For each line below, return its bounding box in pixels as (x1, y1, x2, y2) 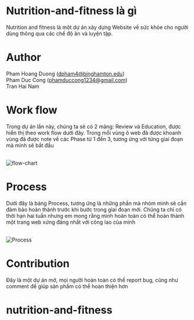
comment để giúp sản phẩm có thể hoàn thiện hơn (6, 282, 128, 290)
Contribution (6, 257, 70, 270)
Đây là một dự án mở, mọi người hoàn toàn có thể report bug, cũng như (6, 276, 178, 283)
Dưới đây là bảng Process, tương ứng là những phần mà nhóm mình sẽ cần (6, 200, 187, 207)
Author (6, 51, 41, 64)
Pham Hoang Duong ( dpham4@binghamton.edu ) (6, 70, 125, 77)
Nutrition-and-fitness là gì (6, 4, 137, 18)
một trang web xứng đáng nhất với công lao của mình (6, 218, 136, 226)
